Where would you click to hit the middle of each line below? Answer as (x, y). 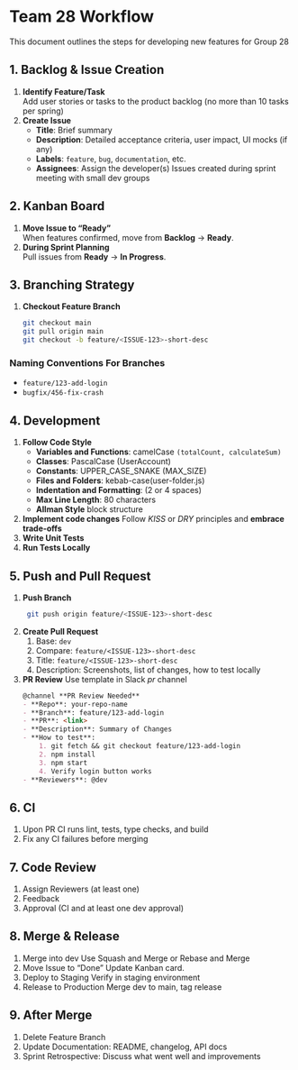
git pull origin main (63, 332)
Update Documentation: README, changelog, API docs (125, 1047)
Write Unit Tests (53, 538)
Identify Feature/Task (63, 91)
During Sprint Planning (66, 247)
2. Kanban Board (57, 206)
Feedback (41, 899)
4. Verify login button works (95, 771)
